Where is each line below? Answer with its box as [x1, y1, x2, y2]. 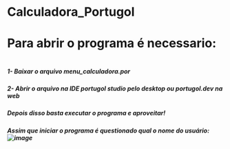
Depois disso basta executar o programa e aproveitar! [7, 109, 166, 117]
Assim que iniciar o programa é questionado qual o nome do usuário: [7, 126, 210, 135]
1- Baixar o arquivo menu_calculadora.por [7, 67, 131, 76]
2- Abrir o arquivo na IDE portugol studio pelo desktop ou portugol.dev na [7, 84, 223, 93]
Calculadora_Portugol [7, 4, 135, 20]
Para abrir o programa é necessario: [7, 36, 217, 51]
